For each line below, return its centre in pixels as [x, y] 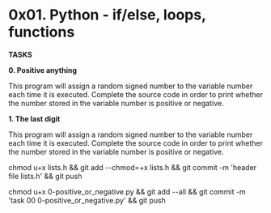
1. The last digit [34, 118]
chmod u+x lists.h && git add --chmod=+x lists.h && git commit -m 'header [133, 167]
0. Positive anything [42, 70]
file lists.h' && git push [45, 176]
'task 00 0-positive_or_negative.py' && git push [87, 200]
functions [42, 32]
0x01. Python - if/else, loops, [107, 15]
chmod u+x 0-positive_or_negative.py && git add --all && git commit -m [127, 191]
